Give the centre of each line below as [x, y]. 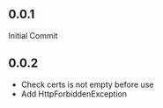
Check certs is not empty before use [87, 84]
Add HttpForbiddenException [74, 94]
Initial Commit [33, 35]
